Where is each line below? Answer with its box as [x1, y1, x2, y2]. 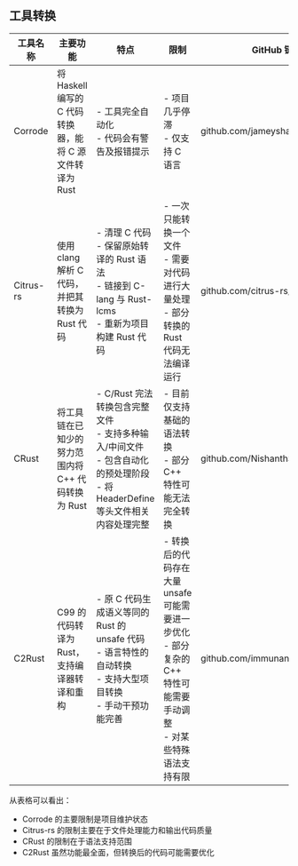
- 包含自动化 [96, 454, 149, 466]
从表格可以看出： [9, 794, 72, 806]
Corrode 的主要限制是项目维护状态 [21, 814, 149, 824]
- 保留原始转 [96, 239, 149, 251]
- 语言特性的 [96, 646, 149, 658]
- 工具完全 [96, 105, 140, 117]
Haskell [57, 79, 88, 91]
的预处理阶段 [96, 467, 150, 480]
